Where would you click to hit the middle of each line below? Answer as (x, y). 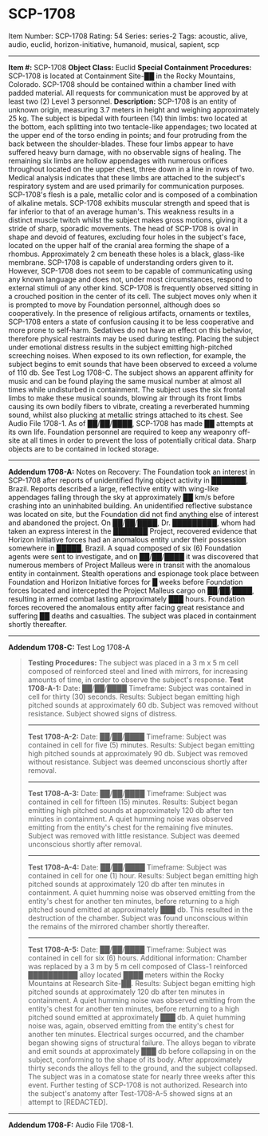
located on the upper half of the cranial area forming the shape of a (119, 245)
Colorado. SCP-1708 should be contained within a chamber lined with (122, 84)
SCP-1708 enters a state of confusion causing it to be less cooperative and (131, 321)
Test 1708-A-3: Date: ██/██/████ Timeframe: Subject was (127, 793)
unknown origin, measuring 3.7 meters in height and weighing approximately (134, 109)
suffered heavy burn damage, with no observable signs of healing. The (125, 152)
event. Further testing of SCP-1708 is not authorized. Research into (138, 1085)
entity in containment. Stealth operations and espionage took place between (134, 573)
